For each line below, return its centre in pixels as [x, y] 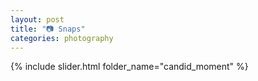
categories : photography [62, 38]
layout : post [37, 19]
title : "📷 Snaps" [48, 29]
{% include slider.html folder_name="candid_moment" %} [129, 67]
